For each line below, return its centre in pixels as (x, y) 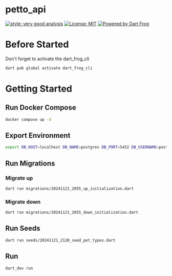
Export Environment (38, 135)
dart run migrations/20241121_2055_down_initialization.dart (72, 213)
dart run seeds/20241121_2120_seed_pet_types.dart (60, 240)
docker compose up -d (28, 119)
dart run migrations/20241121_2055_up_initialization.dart (70, 189)
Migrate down (23, 201)
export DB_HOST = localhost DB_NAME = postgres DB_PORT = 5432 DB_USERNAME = (82, 148)
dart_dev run (19, 268)
